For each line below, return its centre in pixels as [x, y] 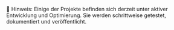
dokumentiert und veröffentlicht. [47, 21]
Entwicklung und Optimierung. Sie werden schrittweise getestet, [86, 15]
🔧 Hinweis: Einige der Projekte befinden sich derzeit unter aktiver [87, 9]
